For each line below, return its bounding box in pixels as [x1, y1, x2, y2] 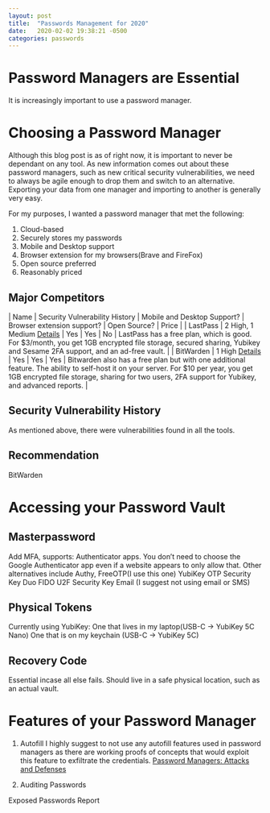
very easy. [8, 193, 43, 203]
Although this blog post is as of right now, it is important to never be [8, 151, 233, 160]
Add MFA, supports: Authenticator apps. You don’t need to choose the [8, 551, 241, 561]
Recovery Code [8, 653, 88, 667]
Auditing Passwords [19, 780, 87, 790]
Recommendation [8, 449, 99, 462]
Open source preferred [19, 259, 96, 268]
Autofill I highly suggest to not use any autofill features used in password [19, 739, 261, 749]
